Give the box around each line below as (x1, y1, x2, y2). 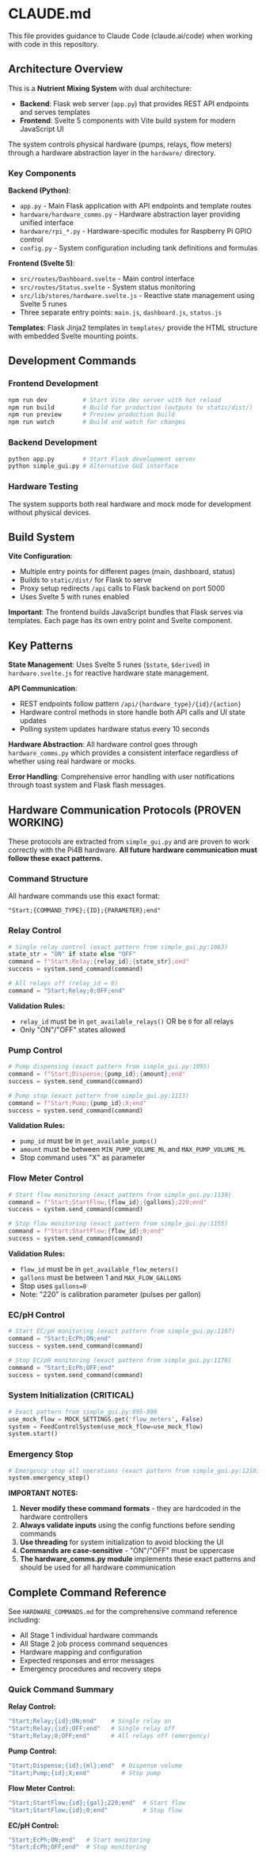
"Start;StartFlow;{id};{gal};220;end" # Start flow (8, 1799, 186, 1807)
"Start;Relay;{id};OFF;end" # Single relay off (8, 1725, 176, 1733)
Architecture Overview (8, 63, 123, 76)
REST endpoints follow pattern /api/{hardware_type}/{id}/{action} (19, 699, 241, 709)
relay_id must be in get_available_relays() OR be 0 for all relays (19, 1016, 234, 1026)
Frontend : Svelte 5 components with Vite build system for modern (19, 116, 236, 125)
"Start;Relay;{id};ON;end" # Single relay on (8, 1717, 172, 1725)
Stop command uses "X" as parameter (19, 1153, 146, 1162)
